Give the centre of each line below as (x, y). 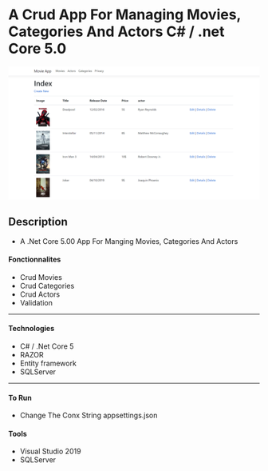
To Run (20, 397)
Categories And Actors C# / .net (116, 32)
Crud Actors (40, 294)
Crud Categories (47, 285)
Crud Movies (41, 277)
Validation (36, 302)
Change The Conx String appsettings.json (89, 415)
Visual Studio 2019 (50, 451)
